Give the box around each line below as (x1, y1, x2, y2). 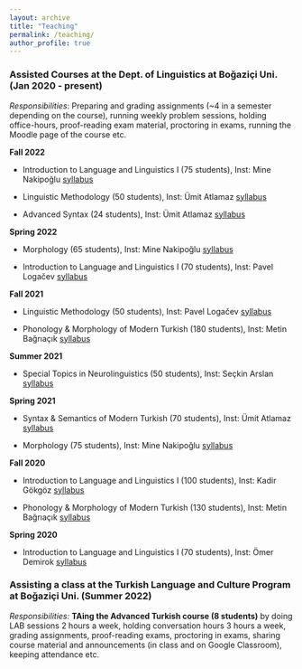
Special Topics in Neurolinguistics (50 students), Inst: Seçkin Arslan (22, 368, 274, 379)
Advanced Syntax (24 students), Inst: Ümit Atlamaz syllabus (22, 209, 246, 220)
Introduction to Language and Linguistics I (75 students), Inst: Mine (22, 164, 272, 174)
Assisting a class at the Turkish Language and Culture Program (9, 579, 291, 591)
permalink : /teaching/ (9, 30, 95, 39)
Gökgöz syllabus (22, 485, 85, 495)
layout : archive (9, 13, 70, 23)
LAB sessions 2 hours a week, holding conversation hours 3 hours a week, (9, 620, 287, 631)
